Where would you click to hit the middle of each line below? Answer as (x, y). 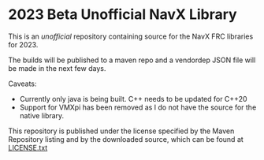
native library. (42, 115)
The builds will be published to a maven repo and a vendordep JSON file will (132, 60)
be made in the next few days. (57, 68)
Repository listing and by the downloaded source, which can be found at (126, 139)
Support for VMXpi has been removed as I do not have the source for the (138, 107)
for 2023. (23, 44)
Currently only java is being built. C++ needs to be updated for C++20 (133, 99)
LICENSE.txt (28, 147)
